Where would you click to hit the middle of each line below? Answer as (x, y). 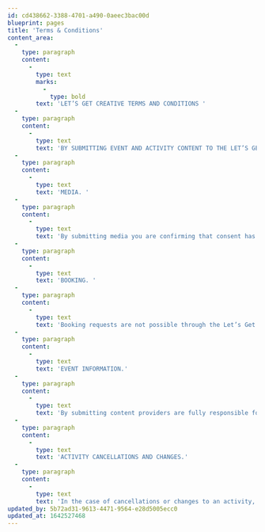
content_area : (31, 38)
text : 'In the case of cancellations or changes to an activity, (146, 501)
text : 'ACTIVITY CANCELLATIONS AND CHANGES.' (112, 457)
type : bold (68, 97)
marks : (47, 82)
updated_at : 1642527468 (47, 516)
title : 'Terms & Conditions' (55, 30)
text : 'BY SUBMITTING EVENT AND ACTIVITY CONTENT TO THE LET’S (142, 148)
